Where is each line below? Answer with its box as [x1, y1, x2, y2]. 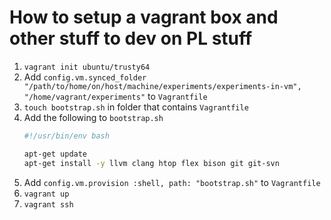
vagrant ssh [23, 199, 74, 210]
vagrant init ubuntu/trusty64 [23, 62, 151, 72]
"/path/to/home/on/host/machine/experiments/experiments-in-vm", [23, 81, 302, 91]
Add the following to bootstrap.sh [23, 111, 164, 123]
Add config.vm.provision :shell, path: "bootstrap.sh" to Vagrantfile [23, 176, 321, 188]
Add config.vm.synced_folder [23, 71, 147, 83]
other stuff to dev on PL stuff [9, 27, 253, 50]
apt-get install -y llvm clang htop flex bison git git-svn [23, 158, 280, 168]
